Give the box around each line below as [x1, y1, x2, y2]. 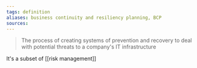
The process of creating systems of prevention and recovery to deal [21, 37, 192, 44]
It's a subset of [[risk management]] [6, 55, 97, 63]
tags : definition [6, 8, 50, 15]
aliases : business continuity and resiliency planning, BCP [6, 15, 162, 21]
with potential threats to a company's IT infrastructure [21, 43, 156, 50]
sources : [6, 20, 29, 26]
